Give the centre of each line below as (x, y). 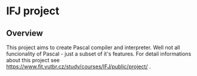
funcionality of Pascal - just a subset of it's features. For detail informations (99, 54)
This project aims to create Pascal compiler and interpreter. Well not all (93, 47)
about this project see (33, 60)
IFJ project (33, 11)
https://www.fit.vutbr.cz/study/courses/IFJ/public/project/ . (79, 66)
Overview (25, 33)
